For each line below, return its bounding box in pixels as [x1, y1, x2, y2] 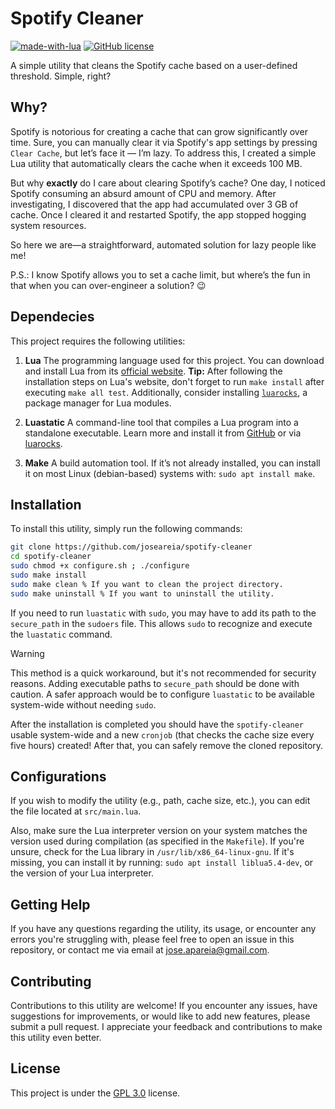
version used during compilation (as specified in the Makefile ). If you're [10, 835, 305, 847]
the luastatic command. [10, 628, 113, 640]
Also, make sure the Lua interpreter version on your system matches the [10, 825, 308, 837]
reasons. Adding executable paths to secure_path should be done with [10, 677, 300, 689]
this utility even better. [10, 1032, 102, 1044]
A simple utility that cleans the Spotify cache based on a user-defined [10, 59, 298, 71]
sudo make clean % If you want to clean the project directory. [10, 579, 284, 589]
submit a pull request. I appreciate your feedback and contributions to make [10, 1021, 323, 1033]
